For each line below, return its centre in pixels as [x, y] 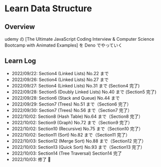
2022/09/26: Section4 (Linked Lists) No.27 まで [60, 80]
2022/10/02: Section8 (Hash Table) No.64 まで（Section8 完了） [77, 116]
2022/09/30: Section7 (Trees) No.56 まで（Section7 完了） [72, 110]
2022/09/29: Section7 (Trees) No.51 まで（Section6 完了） [71, 104]
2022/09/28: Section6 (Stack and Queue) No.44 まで [66, 98]
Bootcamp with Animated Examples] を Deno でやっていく [64, 45]
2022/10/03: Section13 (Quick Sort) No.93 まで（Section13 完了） [78, 147]
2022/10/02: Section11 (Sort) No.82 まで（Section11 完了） [71, 135]
